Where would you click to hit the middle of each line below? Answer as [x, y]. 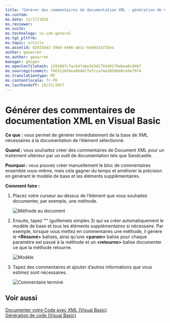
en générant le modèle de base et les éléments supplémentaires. [73, 176]
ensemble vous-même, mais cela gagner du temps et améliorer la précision [84, 170]
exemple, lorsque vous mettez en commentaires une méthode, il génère [87, 231]
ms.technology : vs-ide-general [38, 33]
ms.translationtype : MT [30, 76]
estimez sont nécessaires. [40, 272]
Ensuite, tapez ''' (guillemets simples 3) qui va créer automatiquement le [88, 220]
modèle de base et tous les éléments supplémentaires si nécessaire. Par [88, 226]
